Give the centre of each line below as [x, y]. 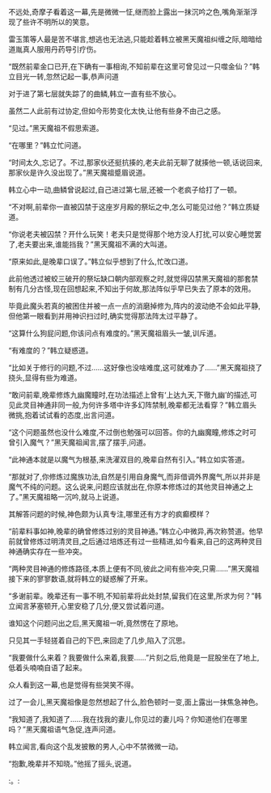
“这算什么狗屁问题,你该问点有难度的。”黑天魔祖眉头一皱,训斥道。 [114, 333]
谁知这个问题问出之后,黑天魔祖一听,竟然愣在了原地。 [96, 623]
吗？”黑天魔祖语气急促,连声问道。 [64, 729]
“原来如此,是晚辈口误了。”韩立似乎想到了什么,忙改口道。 [100, 262]
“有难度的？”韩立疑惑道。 [51, 350]
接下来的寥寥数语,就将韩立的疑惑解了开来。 [80, 579]
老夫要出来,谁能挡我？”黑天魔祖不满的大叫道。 [95, 244]
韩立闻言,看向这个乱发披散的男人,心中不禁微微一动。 [96, 747]
